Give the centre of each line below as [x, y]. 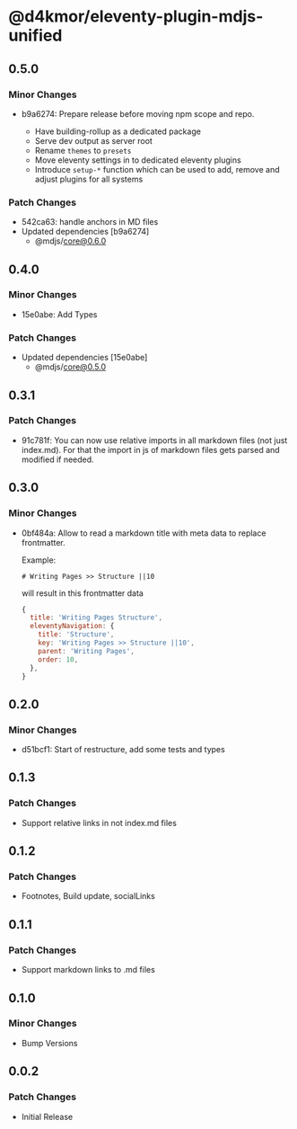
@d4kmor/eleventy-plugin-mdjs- [136, 17]
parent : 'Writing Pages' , [87, 651]
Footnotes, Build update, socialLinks [88, 896]
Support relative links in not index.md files [99, 822]
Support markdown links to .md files [88, 970]
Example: [39, 560]
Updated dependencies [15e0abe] [84, 358]
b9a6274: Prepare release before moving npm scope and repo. [138, 113]
